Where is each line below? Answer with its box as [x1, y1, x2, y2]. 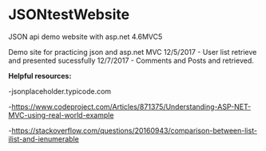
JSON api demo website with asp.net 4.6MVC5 [8, 32, 163, 41]
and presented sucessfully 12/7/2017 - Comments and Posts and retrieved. [8, 56, 254, 65]
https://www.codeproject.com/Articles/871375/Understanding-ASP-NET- [11, 102, 252, 111]
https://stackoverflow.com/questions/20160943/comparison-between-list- [11, 126, 258, 135]
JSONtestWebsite [8, 6, 130, 24]
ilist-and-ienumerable [8, 134, 80, 144]
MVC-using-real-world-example [8, 110, 114, 120]
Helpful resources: [8, 71, 72, 80]
